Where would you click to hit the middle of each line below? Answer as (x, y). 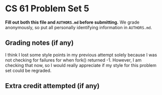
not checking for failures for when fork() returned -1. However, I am (73, 60)
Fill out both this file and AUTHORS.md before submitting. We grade (72, 22)
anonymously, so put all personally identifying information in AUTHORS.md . (79, 27)
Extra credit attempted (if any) (52, 86)
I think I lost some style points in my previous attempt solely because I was (81, 55)
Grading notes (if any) (40, 43)
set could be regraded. (28, 70)
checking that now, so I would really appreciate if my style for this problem (81, 65)
